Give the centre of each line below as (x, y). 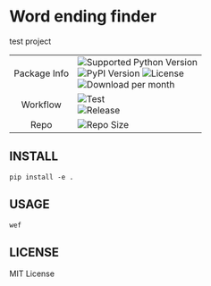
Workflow (42, 105)
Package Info (42, 73)
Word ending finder (83, 17)
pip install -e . (42, 177)
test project (30, 41)
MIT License (32, 273)
